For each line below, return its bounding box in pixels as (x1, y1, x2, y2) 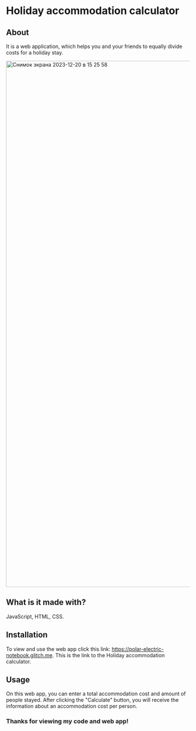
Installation (6, 630, 48, 640)
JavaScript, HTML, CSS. (6, 613, 64, 620)
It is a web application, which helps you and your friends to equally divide (6, 43, 183, 50)
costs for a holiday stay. (6, 49, 64, 56)
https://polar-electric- (111, 645, 164, 653)
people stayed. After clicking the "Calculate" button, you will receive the (6, 696, 179, 704)
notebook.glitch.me (6, 651, 52, 658)
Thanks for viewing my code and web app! (6, 718, 129, 726)
